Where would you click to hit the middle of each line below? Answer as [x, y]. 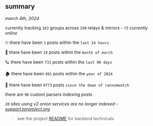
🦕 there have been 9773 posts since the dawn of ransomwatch [67, 85]
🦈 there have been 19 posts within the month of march [59, 52]
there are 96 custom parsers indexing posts [49, 94]
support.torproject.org [27, 109]
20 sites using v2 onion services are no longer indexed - [62, 104]
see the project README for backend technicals [65, 118]
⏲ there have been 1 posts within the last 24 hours [57, 42]
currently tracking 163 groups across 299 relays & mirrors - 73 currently [76, 28]
